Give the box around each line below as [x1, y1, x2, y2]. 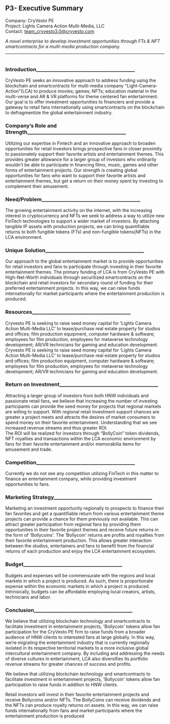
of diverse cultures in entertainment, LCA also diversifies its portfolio [5, 656, 148, 662]
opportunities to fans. [5, 481, 50, 487]
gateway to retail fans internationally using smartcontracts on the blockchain [5, 104, 164, 110]
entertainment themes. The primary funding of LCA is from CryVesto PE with [5, 269, 165, 275]
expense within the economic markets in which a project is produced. [5, 583, 150, 589]
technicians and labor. [5, 594, 52, 600]
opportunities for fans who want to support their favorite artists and [5, 172, 146, 179]
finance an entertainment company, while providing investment [5, 476, 137, 482]
